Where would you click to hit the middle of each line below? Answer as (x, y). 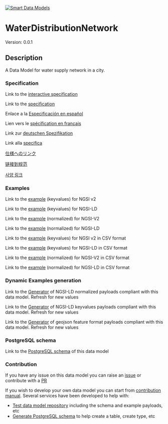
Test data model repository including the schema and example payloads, (88, 405)
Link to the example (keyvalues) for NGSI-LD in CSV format (66, 248)
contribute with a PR (26, 381)
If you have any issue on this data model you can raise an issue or (73, 375)
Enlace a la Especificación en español (44, 114)
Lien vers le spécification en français (43, 124)
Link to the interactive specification (41, 94)
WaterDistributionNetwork (62, 28)
